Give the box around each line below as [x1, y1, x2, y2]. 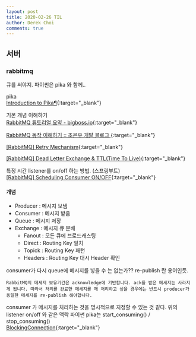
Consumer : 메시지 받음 [14, 210, 71, 217]
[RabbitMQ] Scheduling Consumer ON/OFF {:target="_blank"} [6, 173, 156, 181]
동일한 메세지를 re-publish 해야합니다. [6, 293, 93, 298]
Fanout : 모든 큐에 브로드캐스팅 [23, 232, 96, 239]
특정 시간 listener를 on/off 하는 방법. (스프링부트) [6, 167, 121, 174]
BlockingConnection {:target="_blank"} [6, 324, 100, 331]
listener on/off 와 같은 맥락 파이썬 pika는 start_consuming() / [6, 311, 150, 318]
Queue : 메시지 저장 [14, 217, 61, 224]
